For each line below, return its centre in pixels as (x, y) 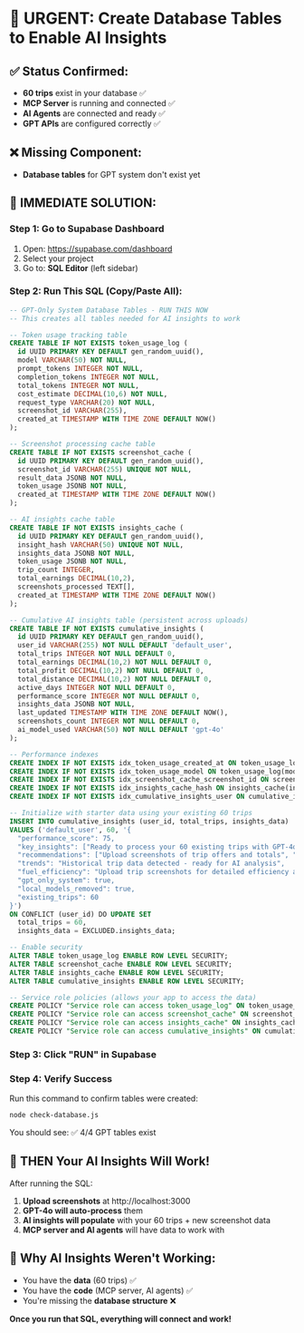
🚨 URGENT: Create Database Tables (146, 19)
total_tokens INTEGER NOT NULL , (79, 385)
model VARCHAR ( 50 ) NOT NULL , (72, 360)
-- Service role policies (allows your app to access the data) (133, 997)
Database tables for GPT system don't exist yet (111, 174)
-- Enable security (46, 948)
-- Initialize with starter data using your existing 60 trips (131, 813)
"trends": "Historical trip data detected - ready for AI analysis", (151, 864)
